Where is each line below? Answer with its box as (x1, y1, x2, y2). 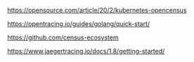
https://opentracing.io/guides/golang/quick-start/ (7, 20, 150, 27)
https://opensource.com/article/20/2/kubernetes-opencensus (7, 6, 187, 14)
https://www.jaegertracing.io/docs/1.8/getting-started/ (7, 47, 165, 55)
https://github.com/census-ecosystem (7, 33, 119, 42)
